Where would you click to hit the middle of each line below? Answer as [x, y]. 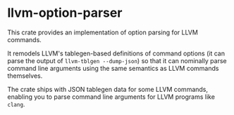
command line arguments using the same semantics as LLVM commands [113, 68]
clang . [16, 104]
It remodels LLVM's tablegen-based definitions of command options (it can [116, 53]
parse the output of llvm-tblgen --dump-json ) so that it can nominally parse [117, 60]
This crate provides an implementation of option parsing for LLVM [103, 32]
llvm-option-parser [65, 13]
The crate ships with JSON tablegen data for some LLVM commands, [108, 89]
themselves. [25, 76]
